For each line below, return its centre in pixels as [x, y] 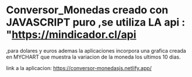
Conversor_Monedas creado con [87, 10]
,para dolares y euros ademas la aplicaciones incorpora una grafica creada [96, 50]
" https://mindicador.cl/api [71, 35]
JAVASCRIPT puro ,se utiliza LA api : [96, 22]
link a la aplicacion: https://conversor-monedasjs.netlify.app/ [79, 68]
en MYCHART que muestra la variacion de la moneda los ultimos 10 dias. [93, 57]
